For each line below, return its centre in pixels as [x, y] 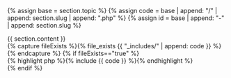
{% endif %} [25, 68]
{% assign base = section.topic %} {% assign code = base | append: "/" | [112, 11]
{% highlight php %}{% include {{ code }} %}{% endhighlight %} [100, 61]
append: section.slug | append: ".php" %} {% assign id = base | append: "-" [116, 18]
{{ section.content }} [37, 39]
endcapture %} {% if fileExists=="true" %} [78, 53]
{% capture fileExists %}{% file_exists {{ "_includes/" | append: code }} [109, 46]
